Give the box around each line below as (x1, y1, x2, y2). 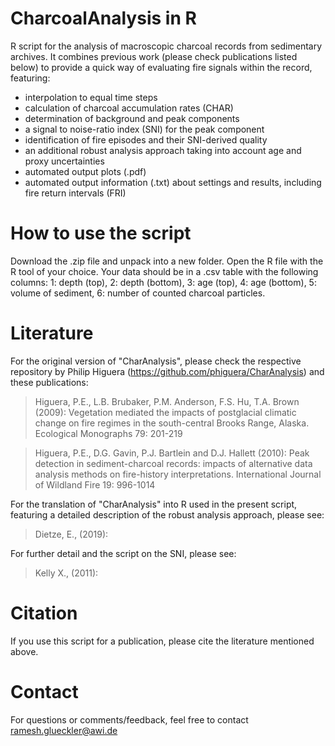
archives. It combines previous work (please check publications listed (10, 50, 298, 62)
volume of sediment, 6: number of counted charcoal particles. (10, 287, 266, 299)
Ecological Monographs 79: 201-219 (34, 427, 183, 439)
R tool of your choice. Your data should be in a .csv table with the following (10, 265, 319, 277)
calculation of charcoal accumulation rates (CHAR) (24, 102, 234, 114)
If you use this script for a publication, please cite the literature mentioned (10, 635, 315, 647)
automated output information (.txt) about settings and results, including (24, 176, 322, 188)
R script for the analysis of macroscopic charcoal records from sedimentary (10, 40, 323, 52)
